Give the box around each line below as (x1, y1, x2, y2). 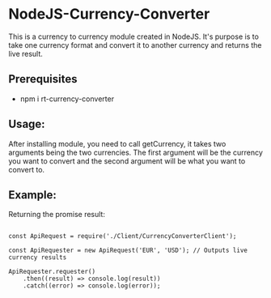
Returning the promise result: (8, 210, 105, 219)
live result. (8, 49, 43, 58)
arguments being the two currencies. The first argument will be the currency (8, 147, 263, 157)
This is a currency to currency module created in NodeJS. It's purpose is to (8, 32, 259, 41)
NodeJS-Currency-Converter (8, 5, 210, 23)
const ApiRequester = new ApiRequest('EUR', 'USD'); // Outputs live (8, 246, 248, 255)
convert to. (8, 164, 45, 174)
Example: (8, 188, 57, 202)
